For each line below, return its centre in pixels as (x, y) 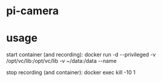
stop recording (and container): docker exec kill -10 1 (71, 72)
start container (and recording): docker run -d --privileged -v (81, 55)
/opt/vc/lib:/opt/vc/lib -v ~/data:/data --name (62, 61)
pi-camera (32, 11)
